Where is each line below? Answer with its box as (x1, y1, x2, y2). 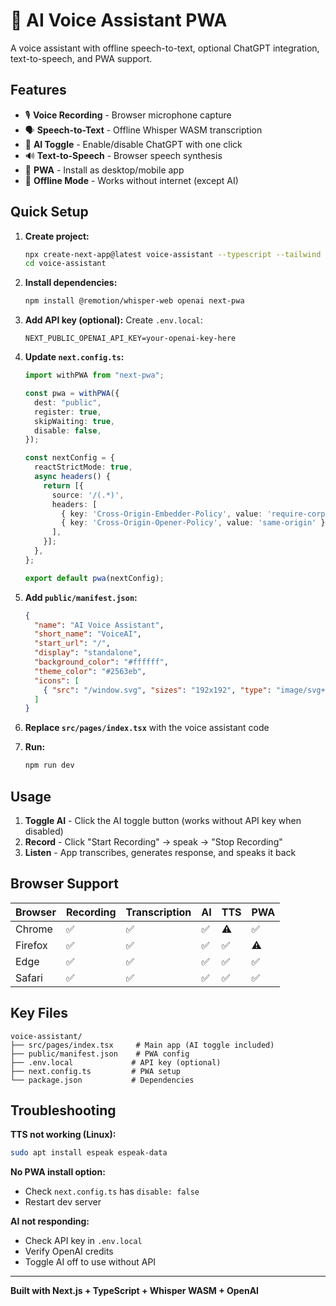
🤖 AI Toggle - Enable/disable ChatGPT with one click (24, 138, 243, 150)
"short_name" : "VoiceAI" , (34, 629, 142, 639)
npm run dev (24, 760, 75, 771)
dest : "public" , (34, 397, 102, 408)
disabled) (24, 825, 64, 837)
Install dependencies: (24, 277, 118, 289)
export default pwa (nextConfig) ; (24, 573, 165, 583)
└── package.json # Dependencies (10, 1075, 195, 1085)
